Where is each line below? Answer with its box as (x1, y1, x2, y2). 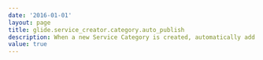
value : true (8, 41, 47, 48)
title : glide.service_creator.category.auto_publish (8, 26, 185, 34)
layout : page (8, 19, 51, 26)
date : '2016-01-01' (8, 11, 72, 19)
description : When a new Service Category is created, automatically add (8, 33, 256, 41)
